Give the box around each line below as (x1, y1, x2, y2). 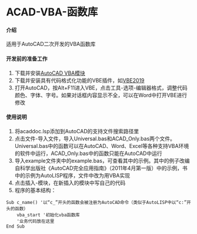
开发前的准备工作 (6, 55, 48, 62)
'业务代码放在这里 (16, 218, 55, 224)
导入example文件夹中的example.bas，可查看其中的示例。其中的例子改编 (14, 157, 190, 164)
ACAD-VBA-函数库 (6, 5, 98, 19)
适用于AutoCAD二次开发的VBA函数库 (6, 41, 96, 48)
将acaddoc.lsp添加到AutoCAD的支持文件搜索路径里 (14, 127, 139, 134)
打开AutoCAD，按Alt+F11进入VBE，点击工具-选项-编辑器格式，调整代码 (14, 84, 188, 91)
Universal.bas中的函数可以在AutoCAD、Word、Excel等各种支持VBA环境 (14, 142, 189, 149)
